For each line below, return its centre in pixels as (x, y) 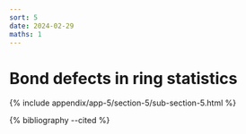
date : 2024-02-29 (42, 26)
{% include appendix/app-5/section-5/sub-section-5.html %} (123, 103)
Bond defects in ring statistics (123, 78)
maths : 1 (26, 34)
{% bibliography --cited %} (60, 121)
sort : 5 (24, 17)
